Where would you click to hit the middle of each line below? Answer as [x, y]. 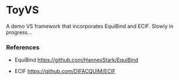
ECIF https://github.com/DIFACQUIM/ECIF [65, 71]
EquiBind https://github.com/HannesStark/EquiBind [76, 60]
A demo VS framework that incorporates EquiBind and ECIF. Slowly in [90, 26]
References [23, 47]
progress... [19, 32]
